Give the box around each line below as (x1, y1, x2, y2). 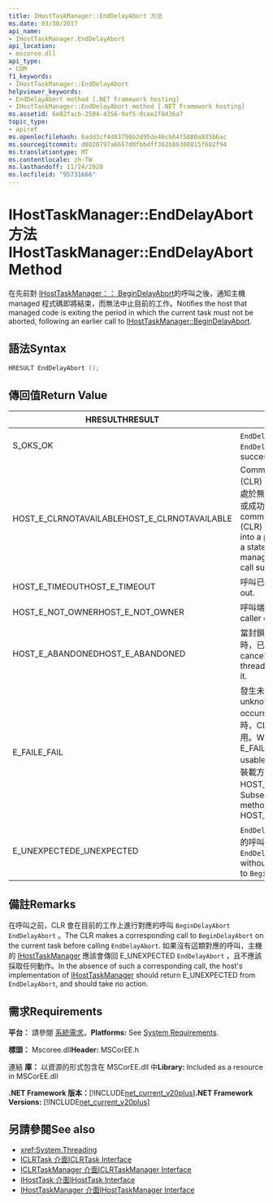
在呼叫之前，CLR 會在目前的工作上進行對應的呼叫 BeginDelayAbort (8, 920, 231, 931)
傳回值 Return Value (8, 389, 108, 402)
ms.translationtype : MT (8, 148, 89, 156)
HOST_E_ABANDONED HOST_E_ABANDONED (12, 648, 186, 659)
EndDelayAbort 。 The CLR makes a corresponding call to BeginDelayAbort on (8, 931, 264, 940)
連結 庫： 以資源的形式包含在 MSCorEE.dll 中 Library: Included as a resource (8, 1062, 264, 1072)
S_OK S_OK (12, 440, 54, 451)
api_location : (8, 42, 57, 50)
